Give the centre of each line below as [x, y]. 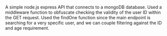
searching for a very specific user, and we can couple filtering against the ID [83, 23]
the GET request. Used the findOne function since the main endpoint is [78, 18]
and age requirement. [27, 28]
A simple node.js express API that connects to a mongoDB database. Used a [83, 7]
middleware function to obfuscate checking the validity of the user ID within [83, 12]
